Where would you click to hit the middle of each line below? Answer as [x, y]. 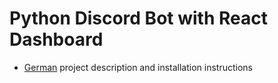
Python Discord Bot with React [138, 18]
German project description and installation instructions [138, 67]
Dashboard [56, 39]
